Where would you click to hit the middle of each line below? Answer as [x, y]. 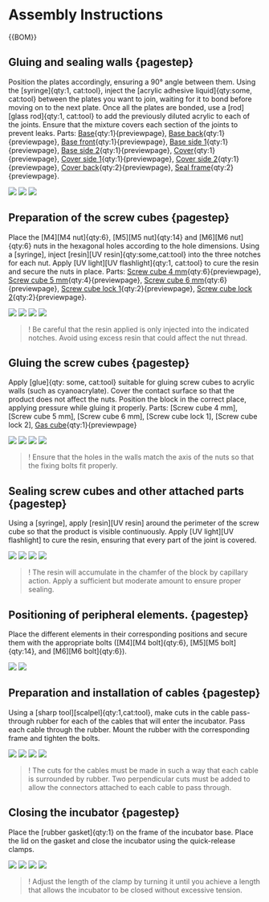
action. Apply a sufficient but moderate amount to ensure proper [134, 581]
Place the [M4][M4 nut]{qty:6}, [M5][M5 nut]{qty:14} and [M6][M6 [118, 237]
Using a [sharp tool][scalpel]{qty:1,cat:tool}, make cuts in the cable [119, 712]
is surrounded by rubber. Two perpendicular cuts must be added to [139, 779]
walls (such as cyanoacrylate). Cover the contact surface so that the [121, 391]
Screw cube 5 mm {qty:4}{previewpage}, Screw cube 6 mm [106, 280]
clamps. [21, 849]
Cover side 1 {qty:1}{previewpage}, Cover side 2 [140, 159]
